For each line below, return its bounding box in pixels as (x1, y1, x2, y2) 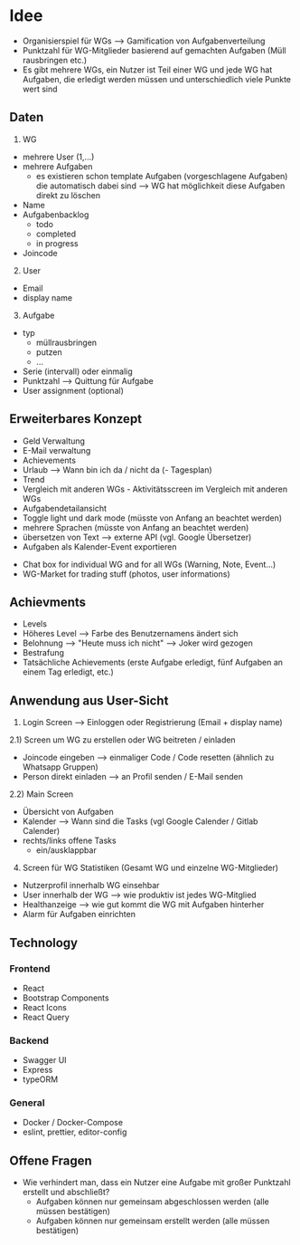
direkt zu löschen (35, 189, 101, 200)
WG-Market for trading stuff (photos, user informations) (22, 568, 230, 579)
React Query (22, 1011, 70, 1022)
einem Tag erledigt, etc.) (22, 666, 115, 677)
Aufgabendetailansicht (22, 503, 107, 513)
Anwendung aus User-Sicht (9, 693, 169, 708)
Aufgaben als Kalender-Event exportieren (22, 541, 177, 552)
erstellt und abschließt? (22, 1187, 110, 1198)
